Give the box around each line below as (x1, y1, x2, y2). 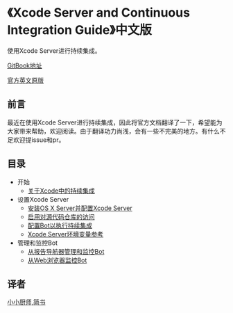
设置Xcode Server (17, 195, 69, 203)
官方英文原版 (7, 76, 44, 84)
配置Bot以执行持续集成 (27, 221, 92, 230)
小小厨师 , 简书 (7, 298, 46, 306)
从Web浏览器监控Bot (27, 256, 87, 264)
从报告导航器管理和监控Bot (27, 247, 105, 255)
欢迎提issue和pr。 (12, 136, 65, 144)
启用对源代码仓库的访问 (27, 212, 95, 220)
